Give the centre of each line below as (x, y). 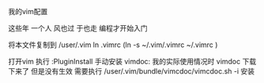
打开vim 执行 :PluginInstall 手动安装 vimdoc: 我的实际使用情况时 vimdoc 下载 (132, 61)
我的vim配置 (28, 11)
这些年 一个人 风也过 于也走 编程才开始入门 (78, 28)
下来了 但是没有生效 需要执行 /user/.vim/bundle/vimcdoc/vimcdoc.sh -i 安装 (132, 71)
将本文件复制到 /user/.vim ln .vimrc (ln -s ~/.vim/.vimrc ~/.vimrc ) (113, 45)
